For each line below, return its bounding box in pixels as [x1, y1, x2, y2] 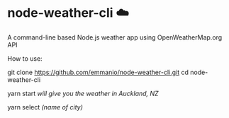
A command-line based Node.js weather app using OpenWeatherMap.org [7, 33, 223, 42]
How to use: [7, 54, 43, 63]
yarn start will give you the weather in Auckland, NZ [7, 89, 159, 98]
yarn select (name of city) [7, 102, 84, 111]
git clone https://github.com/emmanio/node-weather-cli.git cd [7, 68, 189, 76]
